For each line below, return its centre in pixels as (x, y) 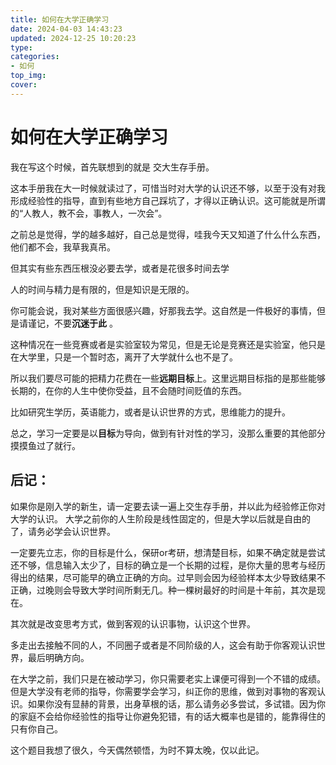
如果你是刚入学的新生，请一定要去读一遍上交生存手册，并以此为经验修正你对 (168, 506)
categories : (35, 57)
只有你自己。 (36, 728)
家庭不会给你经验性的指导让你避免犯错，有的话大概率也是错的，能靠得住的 (172, 716)
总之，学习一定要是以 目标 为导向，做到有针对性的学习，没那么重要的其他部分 (168, 433)
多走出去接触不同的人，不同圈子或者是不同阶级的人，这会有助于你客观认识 (163, 645)
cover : (24, 85)
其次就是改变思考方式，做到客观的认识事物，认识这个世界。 (133, 623)
